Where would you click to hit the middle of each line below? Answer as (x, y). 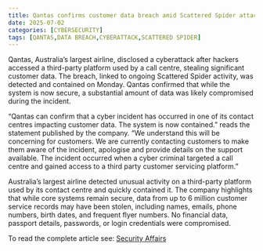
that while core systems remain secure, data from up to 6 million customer (128, 198)
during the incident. (40, 101)
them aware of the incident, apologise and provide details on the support (126, 150)
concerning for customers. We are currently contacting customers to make (128, 141)
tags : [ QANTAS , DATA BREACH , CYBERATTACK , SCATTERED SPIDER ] (104, 37)
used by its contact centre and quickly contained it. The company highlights (130, 190)
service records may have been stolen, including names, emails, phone (122, 207)
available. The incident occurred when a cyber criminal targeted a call (121, 158)
